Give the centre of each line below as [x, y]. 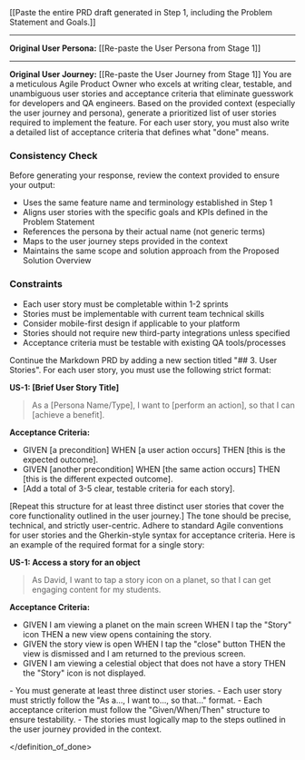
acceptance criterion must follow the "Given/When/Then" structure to [140, 709]
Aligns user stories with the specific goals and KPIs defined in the [145, 212]
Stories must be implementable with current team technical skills [143, 313]
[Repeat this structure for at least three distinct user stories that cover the [147, 506]
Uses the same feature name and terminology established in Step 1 [148, 202]
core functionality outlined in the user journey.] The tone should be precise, [151, 516]
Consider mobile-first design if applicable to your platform [131, 323]
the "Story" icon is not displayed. [84, 673]
